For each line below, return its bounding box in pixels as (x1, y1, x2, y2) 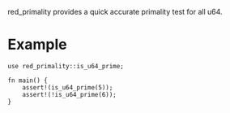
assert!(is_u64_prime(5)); (22, 83, 113, 92)
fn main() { (7, 76, 48, 85)
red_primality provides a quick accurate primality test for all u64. (7, 7, 224, 16)
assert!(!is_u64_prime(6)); (22, 90, 117, 98)
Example (7, 36, 67, 54)
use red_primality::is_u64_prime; (7, 62, 125, 70)
